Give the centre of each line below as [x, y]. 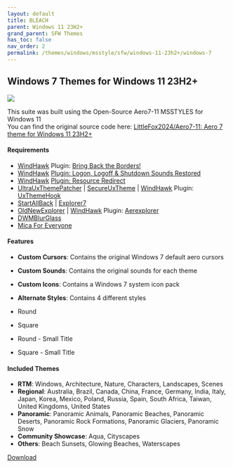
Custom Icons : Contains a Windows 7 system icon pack [99, 285]
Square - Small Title [46, 353]
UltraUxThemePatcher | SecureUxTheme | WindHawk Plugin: [106, 188]
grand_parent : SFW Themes [45, 33]
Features [20, 241]
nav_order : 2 [26, 46]
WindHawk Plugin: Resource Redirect [71, 181]
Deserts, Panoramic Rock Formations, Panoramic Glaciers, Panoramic [118, 422]
